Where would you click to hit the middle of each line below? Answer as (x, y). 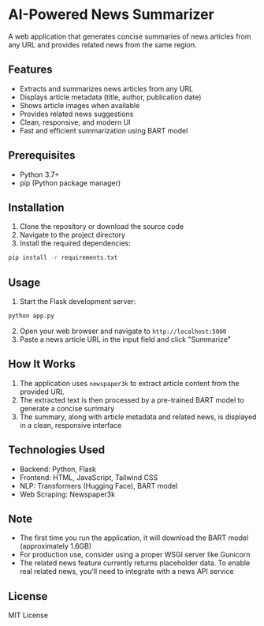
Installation (36, 207)
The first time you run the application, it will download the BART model (134, 538)
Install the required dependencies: (75, 243)
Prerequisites (42, 156)
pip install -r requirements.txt (63, 258)
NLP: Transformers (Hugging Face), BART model (99, 485)
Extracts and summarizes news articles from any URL (106, 88)
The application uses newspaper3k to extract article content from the (129, 383)
